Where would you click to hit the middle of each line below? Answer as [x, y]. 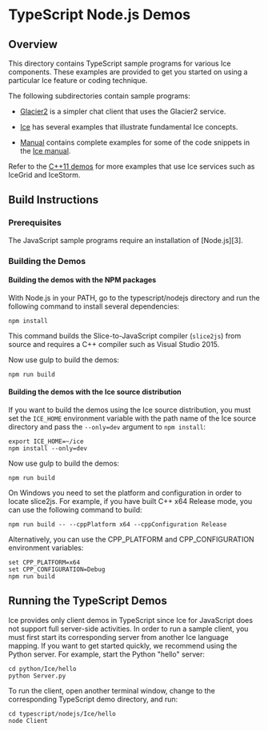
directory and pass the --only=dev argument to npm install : [107, 427]
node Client [28, 721]
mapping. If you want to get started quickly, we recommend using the [123, 645]
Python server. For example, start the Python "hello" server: [107, 654]
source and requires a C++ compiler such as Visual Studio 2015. [114, 344]
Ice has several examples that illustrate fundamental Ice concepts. [129, 127]
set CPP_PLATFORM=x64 [44, 563]
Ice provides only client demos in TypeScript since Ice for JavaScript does [131, 620]
